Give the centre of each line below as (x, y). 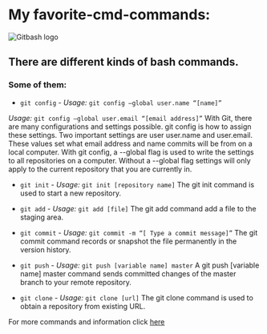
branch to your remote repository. (76, 282)
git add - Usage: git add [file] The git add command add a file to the (138, 208)
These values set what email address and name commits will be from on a (130, 143)
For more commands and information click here (87, 321)
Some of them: (38, 85)
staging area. (42, 217)
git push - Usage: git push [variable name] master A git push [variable (140, 265)
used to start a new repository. (71, 193)
